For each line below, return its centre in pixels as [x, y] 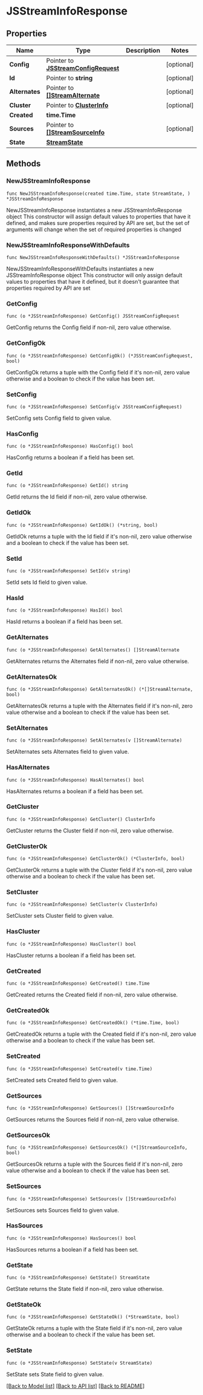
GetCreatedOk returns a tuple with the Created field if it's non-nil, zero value [101, 1034]
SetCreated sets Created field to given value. [62, 1080]
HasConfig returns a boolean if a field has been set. [70, 457]
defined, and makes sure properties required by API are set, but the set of [98, 223]
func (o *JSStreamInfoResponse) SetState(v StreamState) [79, 1363]
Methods [24, 164]
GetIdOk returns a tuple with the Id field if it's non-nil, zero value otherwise [99, 536]
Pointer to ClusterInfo [77, 105]
